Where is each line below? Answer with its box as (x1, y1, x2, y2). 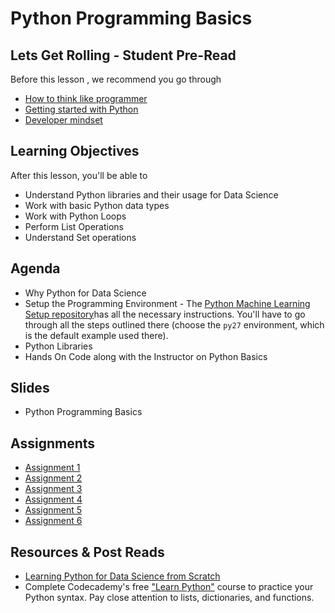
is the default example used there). (24, 329, 169, 341)
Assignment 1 (24, 462, 81, 474)
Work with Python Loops (24, 210, 127, 222)
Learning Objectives (10, 143, 140, 160)
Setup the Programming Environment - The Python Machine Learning (24, 297, 311, 309)
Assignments (10, 435, 96, 452)
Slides (10, 380, 50, 397)
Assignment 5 (24, 504, 83, 516)
